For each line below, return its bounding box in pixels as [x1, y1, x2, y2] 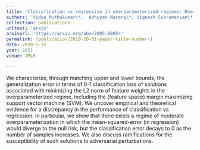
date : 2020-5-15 [6, 42, 46, 48]
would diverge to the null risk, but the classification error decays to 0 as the [6, 125, 192, 132]
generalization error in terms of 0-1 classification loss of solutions [6, 81, 167, 88]
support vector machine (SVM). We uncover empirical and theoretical [6, 99, 177, 107]
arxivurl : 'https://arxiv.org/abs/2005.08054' [6, 31, 124, 37]
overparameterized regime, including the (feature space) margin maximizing [6, 93, 193, 100]
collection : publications [6, 20, 70, 25]
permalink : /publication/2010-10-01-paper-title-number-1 [6, 36, 153, 42]
